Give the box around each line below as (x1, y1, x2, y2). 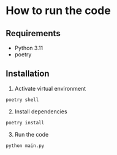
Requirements (6, 28, 61, 39)
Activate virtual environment (14, 85, 86, 92)
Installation (6, 69, 50, 79)
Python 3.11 (14, 44, 43, 51)
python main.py (6, 142, 45, 149)
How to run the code (6, 4, 111, 18)
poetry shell (6, 96, 39, 103)
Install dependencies (14, 108, 68, 115)
